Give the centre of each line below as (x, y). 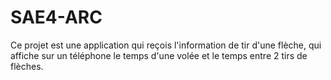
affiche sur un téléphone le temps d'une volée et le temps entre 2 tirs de (159, 55)
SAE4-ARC (56, 17)
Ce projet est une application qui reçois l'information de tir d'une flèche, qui (166, 45)
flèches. (27, 66)
